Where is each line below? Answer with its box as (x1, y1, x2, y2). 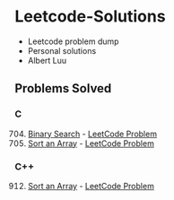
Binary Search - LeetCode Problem (27, 128, 158, 139)
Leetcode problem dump (27, 36, 119, 47)
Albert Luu (27, 55, 67, 65)
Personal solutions (27, 45, 97, 56)
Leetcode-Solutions (14, 6, 166, 27)
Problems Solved (14, 81, 112, 96)
